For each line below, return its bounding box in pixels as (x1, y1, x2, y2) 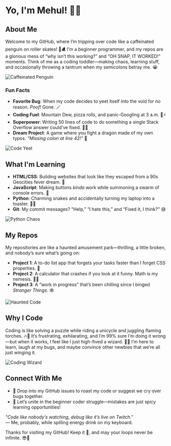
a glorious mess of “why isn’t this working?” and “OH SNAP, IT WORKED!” (5, 53, 161, 59)
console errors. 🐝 (12, 190, 50, 196)
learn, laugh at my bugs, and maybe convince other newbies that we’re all (5, 344, 161, 350)
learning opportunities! (12, 404, 61, 410)
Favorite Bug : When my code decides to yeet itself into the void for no (12, 98, 161, 104)
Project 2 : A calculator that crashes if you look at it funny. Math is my (12, 270, 158, 276)
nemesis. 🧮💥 (12, 276, 39, 282)
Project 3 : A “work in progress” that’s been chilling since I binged (12, 281, 150, 288)
